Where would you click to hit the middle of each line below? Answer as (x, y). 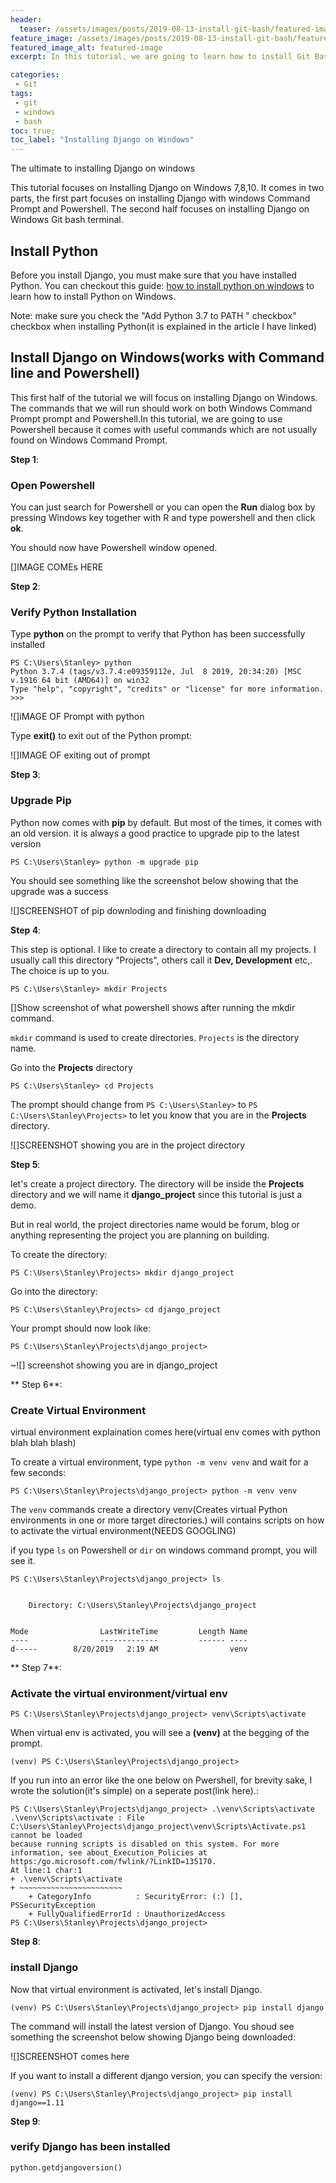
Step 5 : (25, 1164)
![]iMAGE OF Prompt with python (77, 717)
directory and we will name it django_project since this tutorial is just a (156, 1194)
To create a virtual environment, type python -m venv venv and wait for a (159, 1462)
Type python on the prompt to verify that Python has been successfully (158, 634)
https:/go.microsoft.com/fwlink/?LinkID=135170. (113, 1862)
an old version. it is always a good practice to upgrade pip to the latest (155, 833)
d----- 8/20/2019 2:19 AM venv (129, 1649)
